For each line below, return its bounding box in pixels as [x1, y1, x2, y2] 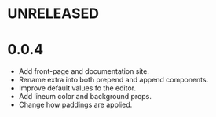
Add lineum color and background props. [18, 92, 152, 101]
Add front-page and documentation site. [18, 67, 150, 76]
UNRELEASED [7, 5, 100, 23]
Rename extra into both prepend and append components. [18, 75, 209, 85]
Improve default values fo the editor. [18, 83, 137, 93]
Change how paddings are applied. [18, 100, 133, 110]
